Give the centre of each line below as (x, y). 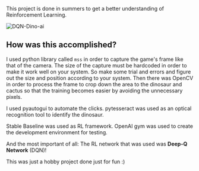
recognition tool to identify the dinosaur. (55, 114)
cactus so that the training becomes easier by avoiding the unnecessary (94, 91)
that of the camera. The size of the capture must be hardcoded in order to (97, 65)
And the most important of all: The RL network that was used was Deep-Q (97, 144)
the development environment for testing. (57, 132)
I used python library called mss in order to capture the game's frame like (95, 59)
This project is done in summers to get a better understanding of (85, 9)
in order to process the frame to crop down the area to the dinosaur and (94, 84)
